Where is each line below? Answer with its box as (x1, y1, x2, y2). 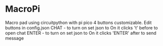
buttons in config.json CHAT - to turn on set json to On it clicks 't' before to (5, 24, 158, 30)
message (5, 35, 24, 41)
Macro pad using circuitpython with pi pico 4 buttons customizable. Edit (5, 20, 152, 25)
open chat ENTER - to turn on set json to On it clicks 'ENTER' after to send (5, 30, 157, 36)
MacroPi (5, 3, 41, 15)
